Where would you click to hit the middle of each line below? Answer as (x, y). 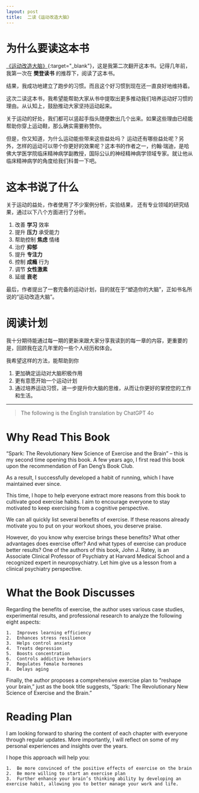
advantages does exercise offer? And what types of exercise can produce (96, 544)
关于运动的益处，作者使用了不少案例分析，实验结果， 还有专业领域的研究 (95, 205)
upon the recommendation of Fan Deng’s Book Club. (70, 466)
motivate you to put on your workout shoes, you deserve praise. (84, 526)
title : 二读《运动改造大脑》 (39, 17)
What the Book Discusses (70, 593)
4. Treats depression (34, 649)
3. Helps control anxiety (39, 643)
